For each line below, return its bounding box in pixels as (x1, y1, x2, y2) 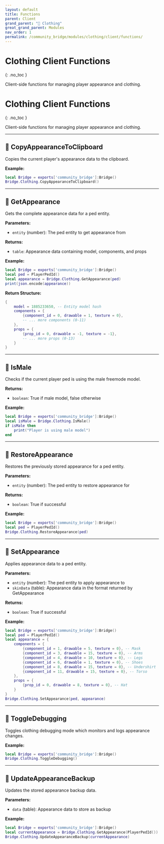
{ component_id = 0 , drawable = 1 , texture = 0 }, (22, 313, 123, 318)
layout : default (5, 7, 38, 12)
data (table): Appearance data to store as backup (12, 806, 111, 812)
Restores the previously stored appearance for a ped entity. (5, 463, 125, 469)
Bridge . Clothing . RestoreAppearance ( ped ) (5, 530, 89, 534)
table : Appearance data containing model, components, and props (12, 248, 147, 255)
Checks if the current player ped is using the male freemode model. (5, 376, 141, 382)
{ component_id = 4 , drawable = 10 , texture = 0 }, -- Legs (22, 655, 143, 660)
